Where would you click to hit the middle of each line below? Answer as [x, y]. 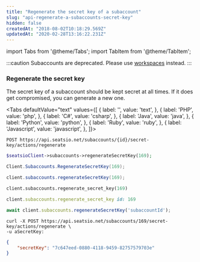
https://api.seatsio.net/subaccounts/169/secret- [105, 221]
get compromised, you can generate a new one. [66, 98]
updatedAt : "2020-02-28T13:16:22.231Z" [56, 34]
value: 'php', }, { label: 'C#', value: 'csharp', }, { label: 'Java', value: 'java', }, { [100, 116]
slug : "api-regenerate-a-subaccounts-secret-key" [70, 17]
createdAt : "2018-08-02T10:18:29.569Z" [56, 29]
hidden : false [24, 23]
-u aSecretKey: [25, 232]
